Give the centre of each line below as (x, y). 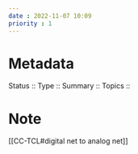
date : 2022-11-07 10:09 (50, 16)
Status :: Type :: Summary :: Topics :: (69, 86)
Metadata (41, 64)
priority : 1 (30, 24)
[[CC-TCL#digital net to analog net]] (68, 141)
